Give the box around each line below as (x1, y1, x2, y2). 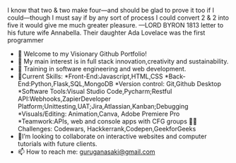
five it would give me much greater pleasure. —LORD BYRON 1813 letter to (7, 21, 224, 29)
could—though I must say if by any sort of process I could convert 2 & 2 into (7, 13, 230, 22)
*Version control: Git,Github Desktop (114, 80, 221, 87)
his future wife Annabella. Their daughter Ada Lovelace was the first (7, 28, 206, 37)
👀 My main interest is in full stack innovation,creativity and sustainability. (17, 57, 229, 66)
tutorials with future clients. (17, 140, 98, 147)
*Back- (165, 72, 186, 80)
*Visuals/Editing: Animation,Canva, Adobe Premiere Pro (17, 109, 180, 118)
